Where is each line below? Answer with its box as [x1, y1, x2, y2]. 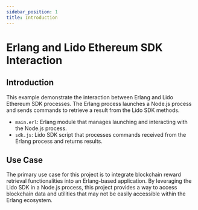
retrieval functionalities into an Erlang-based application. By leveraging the [6, 177, 192, 185]
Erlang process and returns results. [14, 137, 103, 145]
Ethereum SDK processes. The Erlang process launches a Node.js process [6, 100, 192, 107]
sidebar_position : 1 [6, 8, 59, 15]
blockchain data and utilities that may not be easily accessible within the [6, 190, 186, 197]
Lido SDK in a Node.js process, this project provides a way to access [6, 184, 177, 191]
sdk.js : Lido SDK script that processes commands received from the [14, 131, 187, 138]
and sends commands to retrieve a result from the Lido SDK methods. [6, 107, 180, 114]
